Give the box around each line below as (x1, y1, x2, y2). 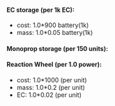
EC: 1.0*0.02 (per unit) (16, 91, 82, 99)
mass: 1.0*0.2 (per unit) (16, 84, 85, 91)
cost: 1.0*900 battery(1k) (16, 21, 89, 29)
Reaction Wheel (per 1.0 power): (6, 60, 102, 69)
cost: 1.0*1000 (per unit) (16, 76, 88, 84)
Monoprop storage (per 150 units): (6, 44, 109, 52)
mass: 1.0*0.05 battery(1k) (16, 29, 93, 37)
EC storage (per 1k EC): (6, 6, 75, 14)
